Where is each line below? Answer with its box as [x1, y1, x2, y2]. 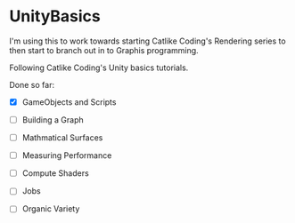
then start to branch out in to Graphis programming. [9, 44, 199, 55]
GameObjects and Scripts [21, 96, 117, 108]
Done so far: [9, 79, 55, 90]
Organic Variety [21, 203, 80, 214]
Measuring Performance [21, 150, 112, 161]
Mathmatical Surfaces [21, 132, 103, 143]
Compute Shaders [21, 168, 89, 179]
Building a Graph [21, 115, 84, 125]
